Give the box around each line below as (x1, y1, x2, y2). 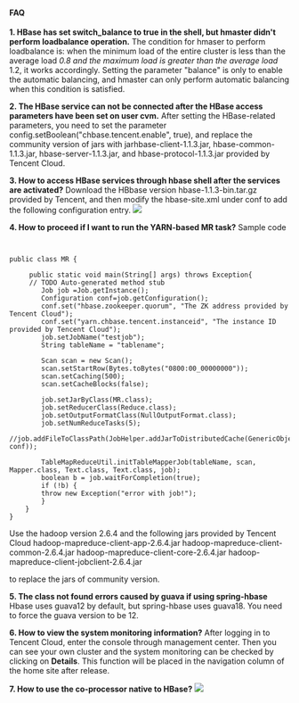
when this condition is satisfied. (9, 84, 125, 95)
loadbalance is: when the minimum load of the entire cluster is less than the (9, 45, 287, 57)
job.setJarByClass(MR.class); (41, 395, 153, 405)
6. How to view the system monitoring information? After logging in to (9, 627, 271, 638)
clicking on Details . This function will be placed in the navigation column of (9, 656, 285, 666)
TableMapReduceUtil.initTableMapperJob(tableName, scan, (41, 458, 256, 467)
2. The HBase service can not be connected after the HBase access (9, 101, 263, 112)
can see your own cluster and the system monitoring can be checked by (9, 647, 274, 658)
